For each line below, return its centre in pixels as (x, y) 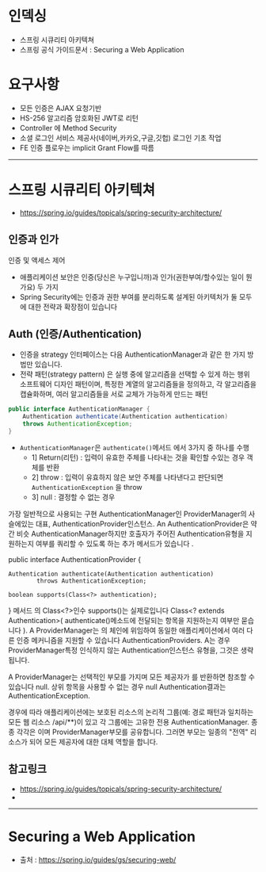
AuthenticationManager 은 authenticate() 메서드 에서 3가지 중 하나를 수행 (134, 447)
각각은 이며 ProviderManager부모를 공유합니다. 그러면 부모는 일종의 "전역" (132, 732)
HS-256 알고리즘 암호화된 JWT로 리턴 (79, 118)
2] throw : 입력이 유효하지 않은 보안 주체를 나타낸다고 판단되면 (127, 477)
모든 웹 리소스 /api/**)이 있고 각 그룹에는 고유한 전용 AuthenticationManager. (129, 721)
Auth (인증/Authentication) (75, 334)
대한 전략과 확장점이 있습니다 (72, 307)
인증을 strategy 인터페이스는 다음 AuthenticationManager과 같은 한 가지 (132, 354)
